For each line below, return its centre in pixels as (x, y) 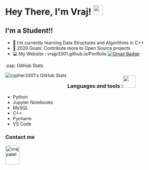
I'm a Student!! (29, 30)
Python (20, 97)
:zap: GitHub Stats (24, 65)
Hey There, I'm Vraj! (48, 12)
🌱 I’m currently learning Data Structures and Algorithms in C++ (78, 43)
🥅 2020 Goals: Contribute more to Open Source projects (71, 48)
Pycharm (22, 119)
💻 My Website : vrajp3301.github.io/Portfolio (59, 54)
